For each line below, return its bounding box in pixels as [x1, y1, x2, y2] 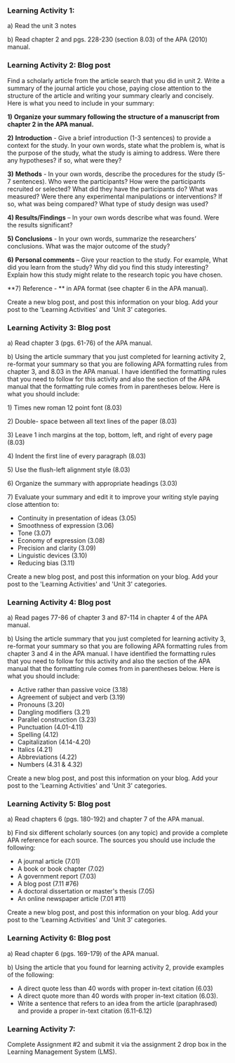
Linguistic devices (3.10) [17, 551, 88, 560]
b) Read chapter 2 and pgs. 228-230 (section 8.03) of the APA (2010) [7, 35, 208, 44]
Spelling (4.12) [17, 731, 59, 739]
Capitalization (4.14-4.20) [17, 738, 91, 746]
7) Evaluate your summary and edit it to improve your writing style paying [7, 492, 219, 501]
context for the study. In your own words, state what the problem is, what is [7, 141, 226, 149]
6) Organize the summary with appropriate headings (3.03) [7, 479, 177, 487]
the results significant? [7, 220, 73, 229]
